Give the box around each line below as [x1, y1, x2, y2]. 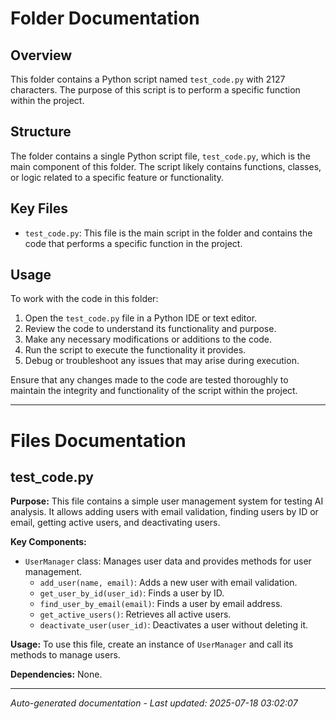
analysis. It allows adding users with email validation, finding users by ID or [10, 506, 319, 518]
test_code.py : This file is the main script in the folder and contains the [24, 227, 313, 239]
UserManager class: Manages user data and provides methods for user [24, 555, 312, 567]
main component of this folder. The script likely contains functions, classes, [10, 160, 322, 172]
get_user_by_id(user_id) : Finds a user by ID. [39, 587, 225, 599]
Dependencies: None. [10, 668, 103, 681]
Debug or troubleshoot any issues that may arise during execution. [24, 355, 300, 367]
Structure [10, 123, 72, 141]
